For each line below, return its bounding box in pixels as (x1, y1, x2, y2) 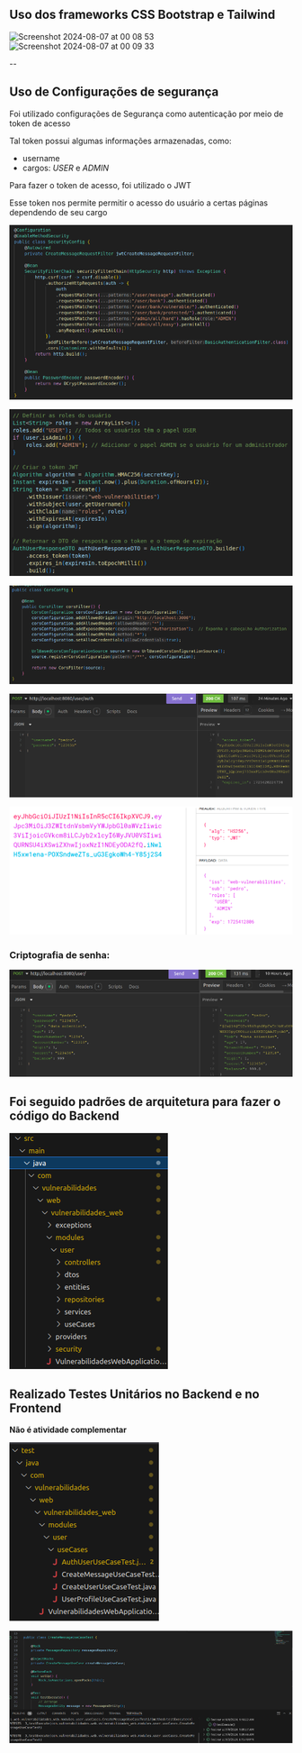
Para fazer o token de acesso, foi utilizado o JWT (9, 179, 191, 190)
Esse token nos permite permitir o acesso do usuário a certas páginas (9, 197, 269, 208)
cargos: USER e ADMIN (22, 162, 110, 173)
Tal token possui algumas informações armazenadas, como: (9, 135, 232, 146)
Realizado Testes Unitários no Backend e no (9, 1386, 260, 1401)
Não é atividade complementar (9, 1424, 128, 1436)
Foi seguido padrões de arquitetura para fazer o (9, 1094, 281, 1109)
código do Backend (9, 1109, 120, 1124)
